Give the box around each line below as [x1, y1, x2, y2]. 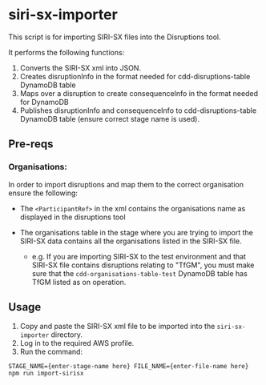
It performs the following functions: [8, 47, 125, 57]
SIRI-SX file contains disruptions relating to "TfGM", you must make [31, 260, 255, 270]
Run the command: [19, 347, 83, 357]
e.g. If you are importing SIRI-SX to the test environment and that [31, 251, 247, 261]
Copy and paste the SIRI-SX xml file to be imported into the [19, 322, 216, 331]
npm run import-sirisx [8, 370, 84, 378]
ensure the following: [8, 188, 79, 198]
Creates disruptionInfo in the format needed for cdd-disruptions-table [19, 71, 251, 81]
